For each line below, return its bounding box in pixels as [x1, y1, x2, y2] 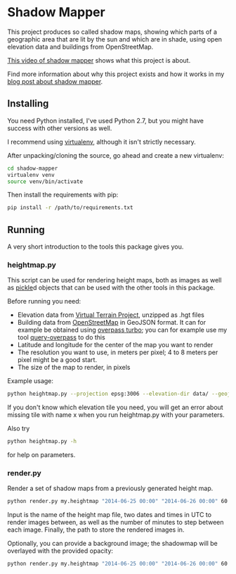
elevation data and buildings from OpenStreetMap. [7, 42, 154, 51]
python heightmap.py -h [7, 438, 77, 445]
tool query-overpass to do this [17, 333, 105, 342]
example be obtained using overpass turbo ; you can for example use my [17, 325, 228, 335]
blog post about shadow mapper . [7, 77, 103, 85]
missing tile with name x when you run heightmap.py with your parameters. [7, 411, 225, 419]
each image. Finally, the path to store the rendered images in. [7, 525, 185, 534]
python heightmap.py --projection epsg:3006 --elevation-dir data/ [7, 390, 209, 398]
